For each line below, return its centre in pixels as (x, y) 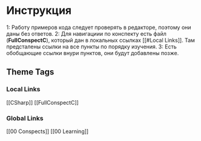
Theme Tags (30, 72)
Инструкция (39, 11)
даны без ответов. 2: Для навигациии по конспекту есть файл (86, 33)
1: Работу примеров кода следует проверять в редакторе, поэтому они (99, 27)
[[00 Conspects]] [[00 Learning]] (48, 131)
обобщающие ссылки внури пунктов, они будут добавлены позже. (93, 53)
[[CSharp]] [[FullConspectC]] (42, 102)
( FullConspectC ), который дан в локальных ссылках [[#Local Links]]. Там (101, 40)
